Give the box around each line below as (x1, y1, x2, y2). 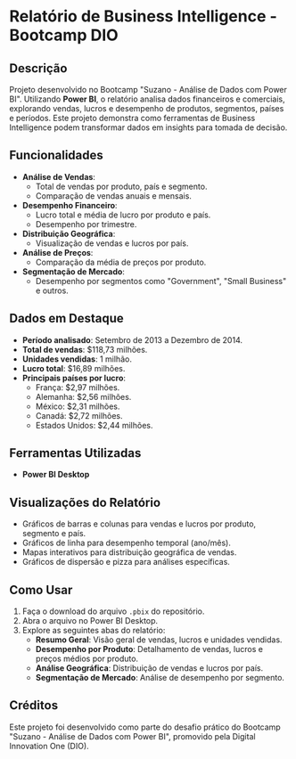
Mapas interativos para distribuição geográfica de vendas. (21, 547, 237, 558)
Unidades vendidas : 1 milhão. (21, 354, 132, 364)
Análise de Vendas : (21, 171, 96, 182)
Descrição (9, 61, 68, 76)
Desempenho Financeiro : (21, 200, 118, 210)
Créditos (9, 698, 59, 714)
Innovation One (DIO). (9, 740, 89, 751)
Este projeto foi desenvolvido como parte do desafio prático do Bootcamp (9, 722, 281, 732)
